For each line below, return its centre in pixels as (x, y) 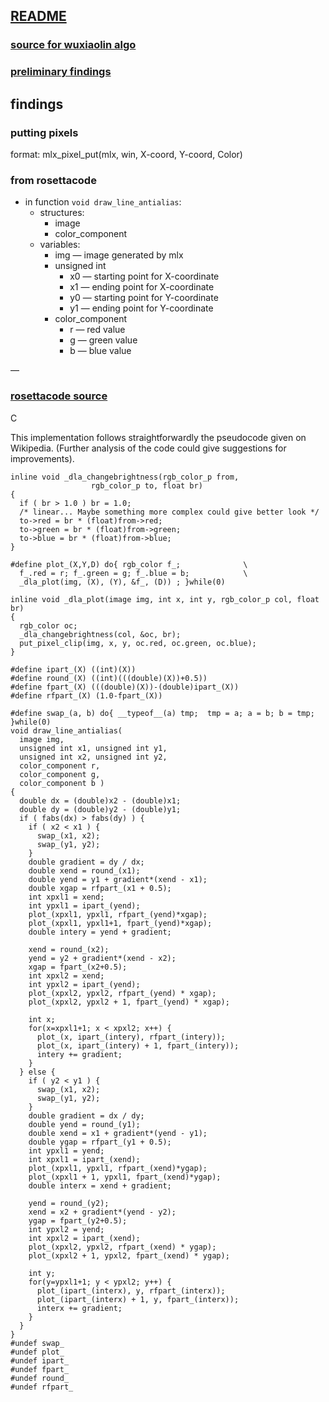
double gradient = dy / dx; (86, 862)
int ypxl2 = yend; (66, 1229)
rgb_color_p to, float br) (146, 485)
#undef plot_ (37, 1352)
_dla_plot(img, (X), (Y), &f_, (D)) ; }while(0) (122, 582)
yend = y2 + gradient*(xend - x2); (102, 958)
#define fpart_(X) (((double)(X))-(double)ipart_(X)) (125, 687)
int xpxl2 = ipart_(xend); (84, 1238)
